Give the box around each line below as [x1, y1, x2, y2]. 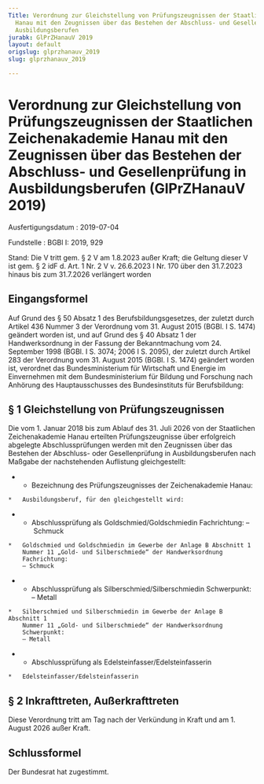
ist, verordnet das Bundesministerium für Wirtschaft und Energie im [8, 363, 226, 373]
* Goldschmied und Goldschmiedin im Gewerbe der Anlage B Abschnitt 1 [8, 542, 251, 550]
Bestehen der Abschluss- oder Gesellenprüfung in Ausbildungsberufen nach [8, 449, 256, 458]
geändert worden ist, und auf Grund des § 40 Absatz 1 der [8, 329, 196, 339]
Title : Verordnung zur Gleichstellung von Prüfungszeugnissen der [8, 11, 230, 20]
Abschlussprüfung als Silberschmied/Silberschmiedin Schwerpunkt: [31, 584, 251, 594]
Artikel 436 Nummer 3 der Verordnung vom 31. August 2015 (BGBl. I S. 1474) [8, 322, 256, 331]
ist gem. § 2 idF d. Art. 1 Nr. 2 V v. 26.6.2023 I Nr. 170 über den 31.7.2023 [8, 261, 243, 271]
